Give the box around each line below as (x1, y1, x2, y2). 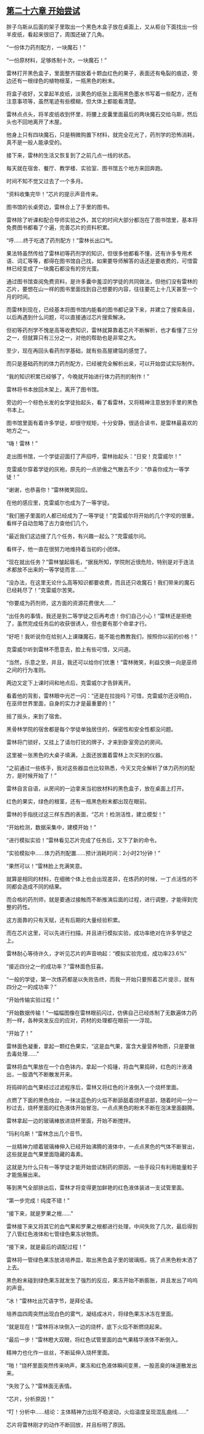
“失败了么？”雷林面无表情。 (6, 1382, 75, 1390)
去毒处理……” (6, 1050, 39, 1057)
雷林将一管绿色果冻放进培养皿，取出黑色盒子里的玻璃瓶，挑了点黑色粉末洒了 (6, 1256, 198, 1263)
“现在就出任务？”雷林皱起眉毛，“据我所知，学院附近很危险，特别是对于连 (6, 558, 189, 566)
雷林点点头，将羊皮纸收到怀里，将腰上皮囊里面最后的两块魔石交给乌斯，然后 (6, 110, 198, 117)
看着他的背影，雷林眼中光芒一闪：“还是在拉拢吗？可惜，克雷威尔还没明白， (6, 692, 195, 699)
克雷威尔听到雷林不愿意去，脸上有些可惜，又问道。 (6, 645, 134, 653)
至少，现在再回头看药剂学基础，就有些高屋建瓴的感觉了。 (6, 347, 150, 354)
